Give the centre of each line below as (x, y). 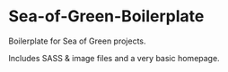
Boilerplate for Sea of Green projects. (77, 41)
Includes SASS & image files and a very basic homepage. (114, 58)
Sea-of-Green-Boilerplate (106, 16)
